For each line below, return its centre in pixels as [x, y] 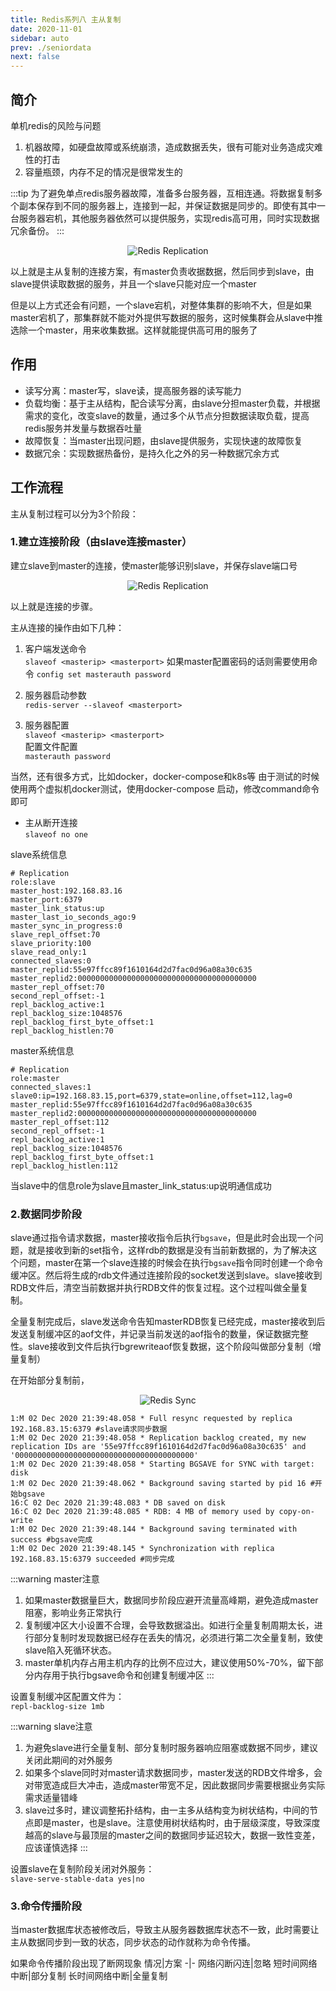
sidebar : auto [40, 38]
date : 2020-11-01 [46, 29]
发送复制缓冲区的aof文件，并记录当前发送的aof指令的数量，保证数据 [151, 1334]
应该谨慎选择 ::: [56, 1848]
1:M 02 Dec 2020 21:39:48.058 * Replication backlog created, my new [158, 1438]
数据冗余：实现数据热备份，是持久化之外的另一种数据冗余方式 [152, 453]
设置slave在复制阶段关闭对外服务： [82, 1869]
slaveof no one [56, 834]
